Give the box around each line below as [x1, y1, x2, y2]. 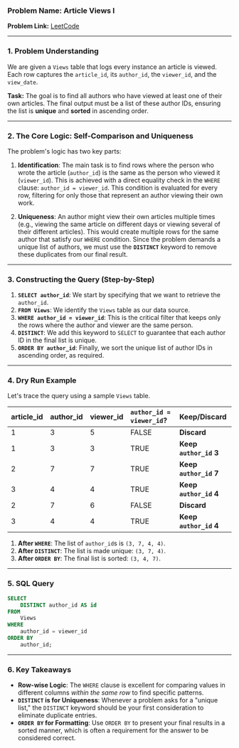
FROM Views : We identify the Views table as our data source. [17, 306, 191, 314]
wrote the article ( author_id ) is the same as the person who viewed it [17, 168, 221, 176]
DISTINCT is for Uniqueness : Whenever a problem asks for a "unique [17, 696, 218, 705]
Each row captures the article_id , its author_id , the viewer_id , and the [7, 70, 217, 78]
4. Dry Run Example [7, 375, 77, 385]
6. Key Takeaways [7, 664, 72, 674]
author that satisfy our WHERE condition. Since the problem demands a [17, 235, 221, 243]
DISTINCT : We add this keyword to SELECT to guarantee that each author [17, 328, 226, 337]
